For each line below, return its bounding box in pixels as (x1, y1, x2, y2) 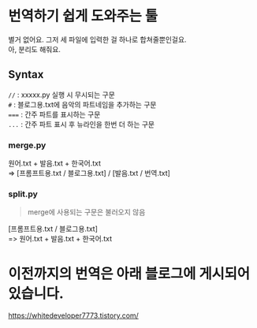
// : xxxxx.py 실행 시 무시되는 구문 (8, 90, 116, 99)
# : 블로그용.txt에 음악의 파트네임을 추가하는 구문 (8, 99, 157, 109)
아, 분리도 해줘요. (8, 44, 61, 54)
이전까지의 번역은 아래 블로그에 (8, 265, 196, 282)
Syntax (8, 68, 44, 81)
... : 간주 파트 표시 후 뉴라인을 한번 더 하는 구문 (8, 119, 155, 129)
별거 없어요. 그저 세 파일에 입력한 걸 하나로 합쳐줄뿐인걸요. (8, 35, 187, 44)
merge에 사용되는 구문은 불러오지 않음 (27, 207, 146, 217)
